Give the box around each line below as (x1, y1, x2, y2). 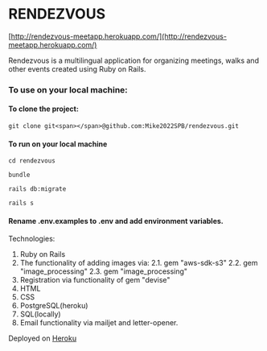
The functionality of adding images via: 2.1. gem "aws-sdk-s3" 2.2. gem (19, 258, 258, 268)
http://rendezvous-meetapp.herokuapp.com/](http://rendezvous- (10, 31, 228, 41)
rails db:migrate (8, 185, 67, 193)
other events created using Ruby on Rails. (8, 64, 146, 73)
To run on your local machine (8, 138, 108, 149)
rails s (8, 199, 35, 208)
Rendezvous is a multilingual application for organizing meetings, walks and (8, 56, 260, 65)
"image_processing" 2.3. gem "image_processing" (19, 266, 187, 276)
